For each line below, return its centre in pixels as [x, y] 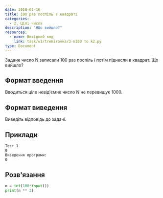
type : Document [21, 46]
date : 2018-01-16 [23, 10]
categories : [17, 19]
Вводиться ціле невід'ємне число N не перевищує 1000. [64, 92]
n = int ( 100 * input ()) [27, 186]
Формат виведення [36, 107]
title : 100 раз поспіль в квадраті [41, 14]
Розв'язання [25, 175]
